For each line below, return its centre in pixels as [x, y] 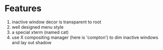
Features [23, 8]
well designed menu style [38, 27]
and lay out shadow [32, 42]
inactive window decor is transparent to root [56, 22]
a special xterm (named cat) [40, 32]
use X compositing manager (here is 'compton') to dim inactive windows [85, 37]
